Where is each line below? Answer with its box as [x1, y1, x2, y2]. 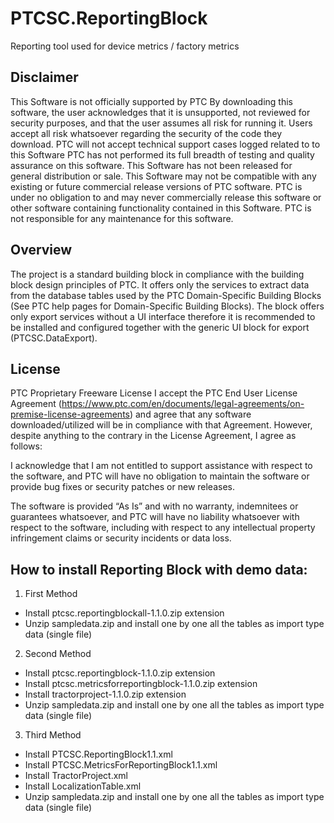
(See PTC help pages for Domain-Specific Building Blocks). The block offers [10, 300, 325, 312]
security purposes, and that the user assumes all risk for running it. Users [10, 117, 313, 129]
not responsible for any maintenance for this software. [10, 212, 234, 224]
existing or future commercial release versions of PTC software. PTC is [10, 180, 303, 192]
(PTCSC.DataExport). [10, 332, 98, 344]
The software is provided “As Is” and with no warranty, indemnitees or [10, 500, 299, 512]
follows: [10, 440, 43, 452]
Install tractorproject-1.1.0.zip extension [24, 688, 187, 701]
